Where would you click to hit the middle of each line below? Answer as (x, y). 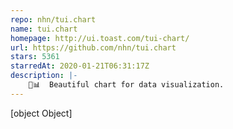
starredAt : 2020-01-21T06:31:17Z (80, 66)
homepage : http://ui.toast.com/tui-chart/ (100, 38)
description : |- (44, 76)
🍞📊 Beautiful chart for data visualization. (126, 85)
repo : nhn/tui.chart (53, 19)
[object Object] (41, 113)
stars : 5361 (35, 57)
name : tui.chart (44, 29)
